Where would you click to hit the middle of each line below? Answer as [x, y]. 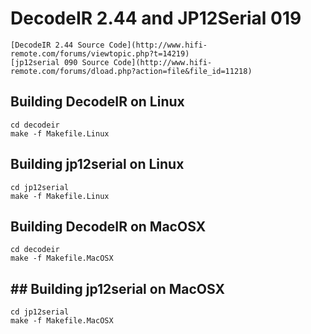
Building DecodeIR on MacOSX [108, 226]
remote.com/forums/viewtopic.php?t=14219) [100, 53]
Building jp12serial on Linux [97, 164]
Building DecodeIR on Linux [97, 102]
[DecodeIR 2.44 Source [57, 45]
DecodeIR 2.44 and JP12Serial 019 [156, 18]
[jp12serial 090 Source [60, 62]
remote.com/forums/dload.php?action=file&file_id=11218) [131, 71]
